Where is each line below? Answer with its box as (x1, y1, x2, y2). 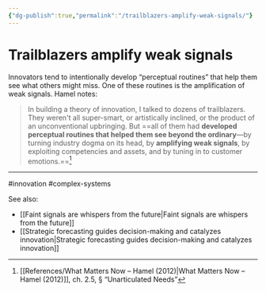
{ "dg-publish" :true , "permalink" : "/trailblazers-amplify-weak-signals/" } (8, 11, 253, 20)
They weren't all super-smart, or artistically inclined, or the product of (27, 113, 255, 122)
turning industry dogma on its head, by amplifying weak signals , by (27, 138, 250, 148)
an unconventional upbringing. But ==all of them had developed (27, 121, 237, 131)
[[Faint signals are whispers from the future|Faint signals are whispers (19, 209, 249, 219)
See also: (8, 194, 39, 204)
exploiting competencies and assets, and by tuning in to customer (27, 146, 243, 156)
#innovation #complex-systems (8, 179, 112, 189)
